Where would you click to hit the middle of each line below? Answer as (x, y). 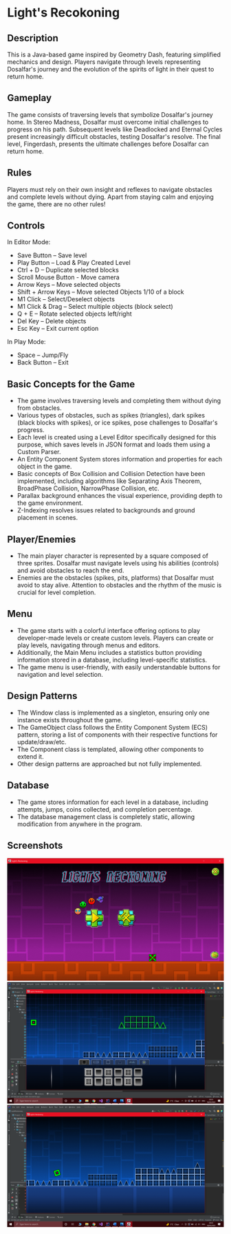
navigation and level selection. (60, 674)
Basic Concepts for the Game (71, 384)
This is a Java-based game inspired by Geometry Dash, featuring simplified (114, 54)
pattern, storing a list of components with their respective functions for (117, 735)
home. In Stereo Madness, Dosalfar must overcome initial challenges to (108, 122)
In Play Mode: (26, 342)
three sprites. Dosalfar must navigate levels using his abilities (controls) (118, 563)
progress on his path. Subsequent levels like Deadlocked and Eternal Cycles (115, 129)
